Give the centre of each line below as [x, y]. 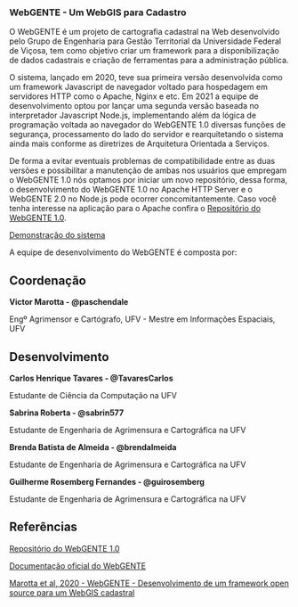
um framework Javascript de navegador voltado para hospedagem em [139, 87]
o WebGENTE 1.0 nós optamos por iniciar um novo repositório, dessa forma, [149, 180]
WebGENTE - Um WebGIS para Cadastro [98, 12]
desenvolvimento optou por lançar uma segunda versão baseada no [134, 106]
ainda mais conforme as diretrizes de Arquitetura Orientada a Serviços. [139, 144]
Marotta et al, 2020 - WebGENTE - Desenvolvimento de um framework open [149, 583]
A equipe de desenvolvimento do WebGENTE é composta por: [123, 252]
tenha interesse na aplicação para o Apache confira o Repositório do [135, 209]
